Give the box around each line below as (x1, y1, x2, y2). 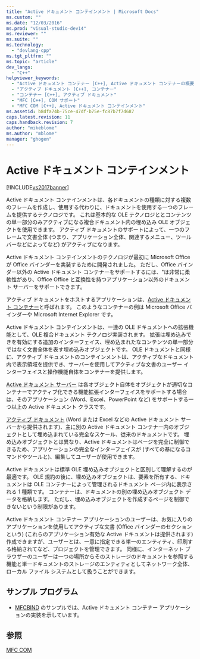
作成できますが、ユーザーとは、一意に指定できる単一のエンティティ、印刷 (6, 537, 188, 545)
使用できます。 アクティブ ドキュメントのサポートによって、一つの (21, 226, 185, 233)
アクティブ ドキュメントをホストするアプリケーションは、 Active (6, 296, 164, 303)
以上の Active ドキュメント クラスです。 (11, 403, 109, 410)
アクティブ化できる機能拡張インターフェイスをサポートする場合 (32, 388, 187, 395)
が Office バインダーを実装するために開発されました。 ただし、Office (6, 260, 176, 268)
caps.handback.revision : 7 (6, 120, 73, 126)
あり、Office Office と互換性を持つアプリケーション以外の (21, 275, 164, 283)
